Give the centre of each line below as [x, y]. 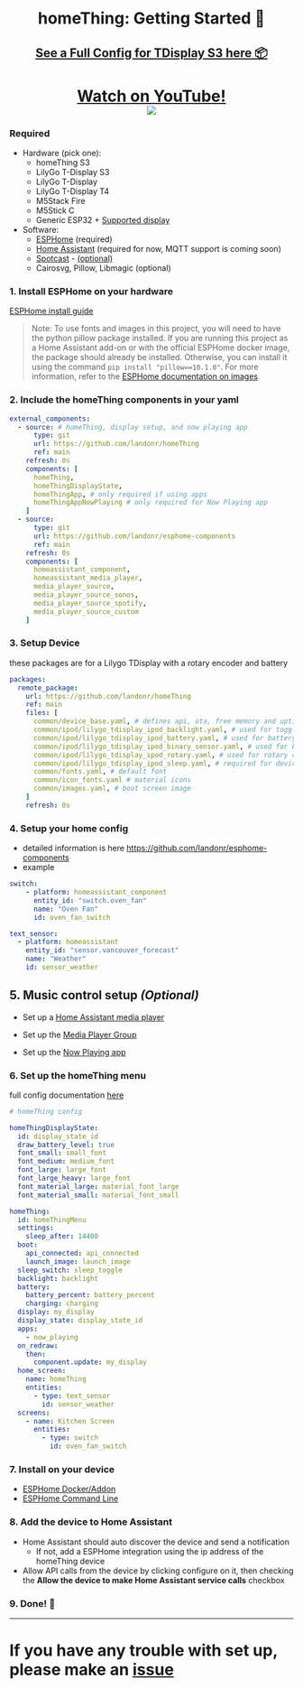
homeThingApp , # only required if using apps [120, 494]
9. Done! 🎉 [32, 1603]
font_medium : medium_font [66, 1162]
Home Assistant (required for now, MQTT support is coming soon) [158, 249]
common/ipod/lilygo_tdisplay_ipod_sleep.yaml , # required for [152, 763]
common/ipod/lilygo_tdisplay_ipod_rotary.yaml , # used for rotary [161, 755]
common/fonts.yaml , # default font [100, 772]
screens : [34, 1413]
